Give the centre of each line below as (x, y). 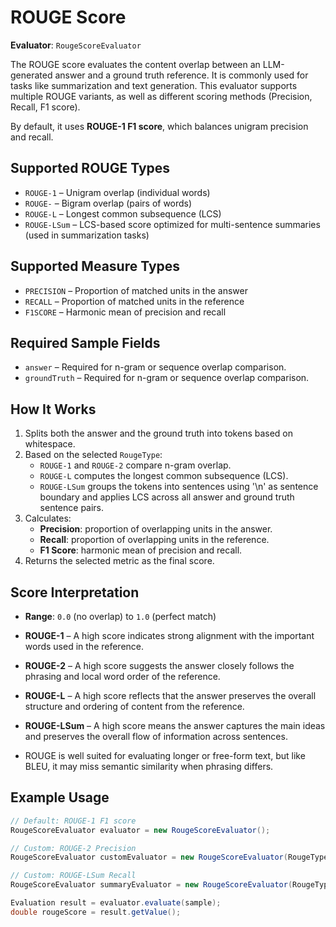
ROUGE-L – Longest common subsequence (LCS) (123, 213)
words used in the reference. (84, 646)
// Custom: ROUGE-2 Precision (73, 848)
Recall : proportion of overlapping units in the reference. (154, 540)
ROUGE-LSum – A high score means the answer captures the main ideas (175, 725)
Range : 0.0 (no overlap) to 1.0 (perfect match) (120, 616)
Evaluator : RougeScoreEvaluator (76, 45)
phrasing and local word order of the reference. (122, 676)
